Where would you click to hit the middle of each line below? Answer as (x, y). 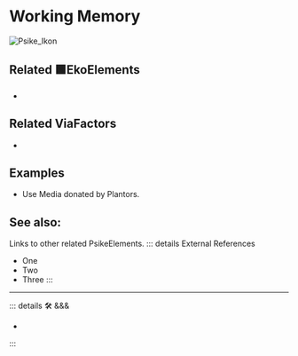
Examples (37, 173)
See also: (35, 222)
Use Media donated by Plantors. (81, 194)
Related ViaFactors (63, 124)
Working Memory (75, 16)
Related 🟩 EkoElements (74, 70)
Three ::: (37, 280)
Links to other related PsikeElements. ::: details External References (132, 244)
